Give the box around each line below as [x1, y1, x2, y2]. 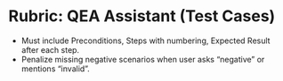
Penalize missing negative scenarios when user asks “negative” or [20, 54, 265, 64]
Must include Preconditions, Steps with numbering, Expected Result [20, 35, 271, 46]
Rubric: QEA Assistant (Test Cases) [8, 6, 276, 26]
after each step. [20, 44, 80, 55]
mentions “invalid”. [20, 63, 90, 74]
